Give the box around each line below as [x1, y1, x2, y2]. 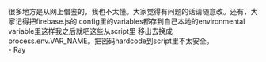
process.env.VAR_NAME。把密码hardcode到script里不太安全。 [8, 36, 214, 46]
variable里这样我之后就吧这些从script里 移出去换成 [8, 27, 173, 35]
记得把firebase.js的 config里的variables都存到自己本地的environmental [14, 16, 245, 26]
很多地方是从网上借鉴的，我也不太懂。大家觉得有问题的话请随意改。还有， [8, 7, 251, 16]
